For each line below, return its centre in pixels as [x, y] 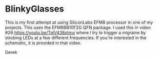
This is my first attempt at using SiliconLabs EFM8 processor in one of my [79, 22]
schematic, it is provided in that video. [43, 43]
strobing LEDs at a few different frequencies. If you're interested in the [76, 38]
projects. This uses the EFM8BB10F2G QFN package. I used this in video [78, 27]
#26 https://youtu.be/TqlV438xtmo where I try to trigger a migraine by [76, 32]
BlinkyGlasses [35, 9]
